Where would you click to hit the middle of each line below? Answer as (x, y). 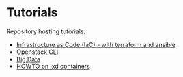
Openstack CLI (37, 52)
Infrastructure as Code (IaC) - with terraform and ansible (96, 44)
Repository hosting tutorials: (46, 31)
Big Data (28, 59)
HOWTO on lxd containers (53, 66)
